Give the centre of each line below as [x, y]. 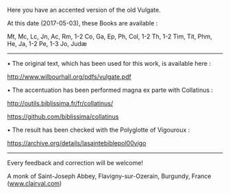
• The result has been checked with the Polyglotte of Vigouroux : [99, 130]
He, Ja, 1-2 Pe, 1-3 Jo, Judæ [47, 44]
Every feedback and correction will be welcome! [75, 163]
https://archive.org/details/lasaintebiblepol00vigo [77, 143]
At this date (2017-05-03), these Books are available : [82, 23]
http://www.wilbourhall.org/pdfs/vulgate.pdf [69, 77]
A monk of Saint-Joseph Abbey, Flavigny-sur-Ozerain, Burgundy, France [109, 176]
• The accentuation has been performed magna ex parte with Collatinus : [110, 90]
